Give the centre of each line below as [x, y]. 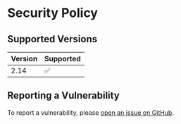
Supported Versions [52, 39]
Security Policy [53, 13]
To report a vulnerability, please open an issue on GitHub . [91, 112]
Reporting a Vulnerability [63, 95]
